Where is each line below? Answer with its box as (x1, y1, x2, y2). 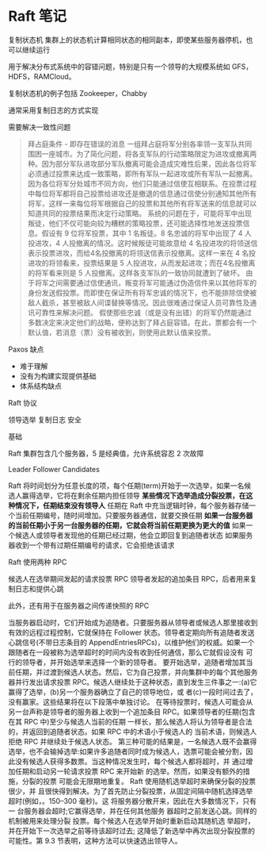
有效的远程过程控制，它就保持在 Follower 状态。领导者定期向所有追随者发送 (8, 628, 255, 637)
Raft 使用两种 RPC (8, 557, 67, 567)
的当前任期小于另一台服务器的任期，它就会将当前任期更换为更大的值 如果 (8, 521, 246, 530)
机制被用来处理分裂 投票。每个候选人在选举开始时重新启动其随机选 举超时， (8, 816, 255, 825)
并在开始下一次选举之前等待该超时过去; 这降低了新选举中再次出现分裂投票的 (8, 826, 256, 836)
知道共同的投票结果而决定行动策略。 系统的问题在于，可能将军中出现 (27, 208, 252, 218)
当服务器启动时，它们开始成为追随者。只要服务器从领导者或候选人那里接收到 (8, 617, 258, 627)
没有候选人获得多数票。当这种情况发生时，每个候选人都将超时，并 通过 (14, 756, 246, 766)
